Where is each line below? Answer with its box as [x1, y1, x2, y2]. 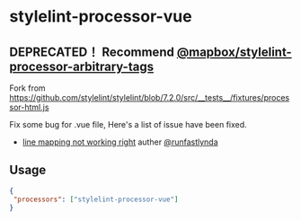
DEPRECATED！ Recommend [9, 44, 175, 59]
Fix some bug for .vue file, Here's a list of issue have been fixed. [9, 119, 247, 129]
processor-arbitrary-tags [9, 58, 155, 74]
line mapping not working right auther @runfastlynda [22, 137, 218, 147]
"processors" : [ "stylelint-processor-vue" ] [13, 195, 179, 204]
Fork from [9, 83, 47, 93]
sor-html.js [9, 102, 49, 112]
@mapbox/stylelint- [176, 44, 292, 59]
